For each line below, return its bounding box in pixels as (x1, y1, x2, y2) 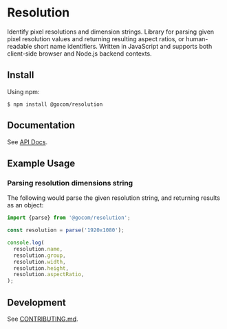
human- (185, 34, 208, 43)
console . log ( (7, 239, 45, 246)
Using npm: (7, 87, 40, 95)
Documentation (7, 120, 76, 131)
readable (7, 42, 32, 50)
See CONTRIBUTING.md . (7, 315, 78, 323)
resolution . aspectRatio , (13, 271, 85, 278)
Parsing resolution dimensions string (7, 178, 133, 188)
